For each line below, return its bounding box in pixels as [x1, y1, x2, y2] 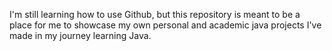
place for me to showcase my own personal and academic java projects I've [9, 19, 322, 31]
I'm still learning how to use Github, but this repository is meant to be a [9, 9, 301, 20]
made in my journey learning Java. [9, 30, 152, 41]
